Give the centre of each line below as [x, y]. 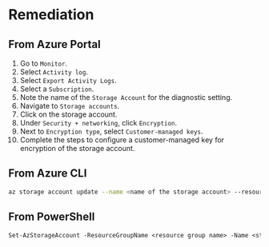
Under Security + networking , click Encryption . [98, 123]
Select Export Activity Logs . [68, 80]
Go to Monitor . [44, 63]
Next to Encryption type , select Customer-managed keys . [111, 131]
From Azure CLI [48, 173]
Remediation [51, 15]
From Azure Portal [55, 44]
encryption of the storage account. [77, 148]
